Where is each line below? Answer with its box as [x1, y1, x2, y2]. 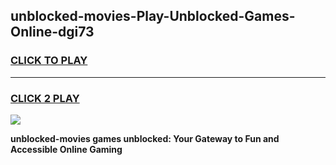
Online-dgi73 [10, 24, 95, 41]
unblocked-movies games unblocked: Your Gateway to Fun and [10, 132, 280, 144]
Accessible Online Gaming [10, 143, 123, 155]
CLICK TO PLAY [10, 54, 88, 68]
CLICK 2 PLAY [10, 91, 80, 105]
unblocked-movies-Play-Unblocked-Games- [10, 8, 296, 25]
